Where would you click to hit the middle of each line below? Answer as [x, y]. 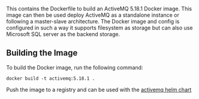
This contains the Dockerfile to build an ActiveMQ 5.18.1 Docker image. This [99, 9]
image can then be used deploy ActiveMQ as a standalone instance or [93, 15]
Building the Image [42, 53]
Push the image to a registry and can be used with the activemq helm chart [99, 89]
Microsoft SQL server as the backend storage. [63, 34]
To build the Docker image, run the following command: [75, 67]
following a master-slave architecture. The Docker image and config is [93, 21]
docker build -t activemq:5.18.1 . [51, 78]
